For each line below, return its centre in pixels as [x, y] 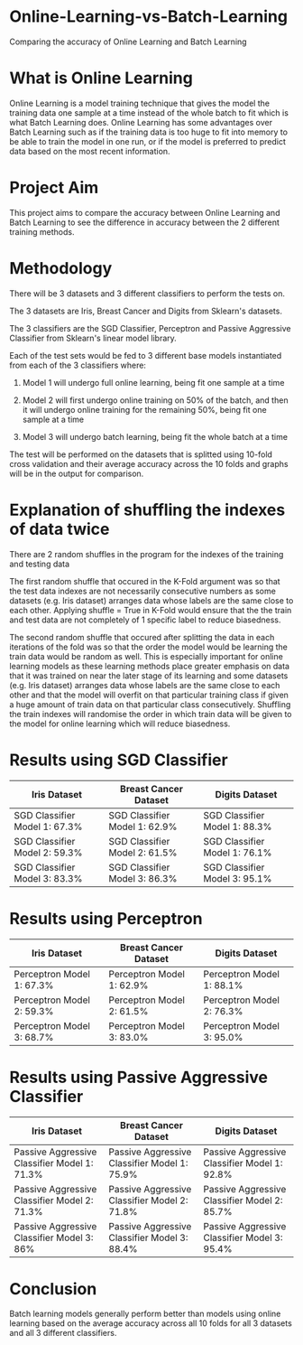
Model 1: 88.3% [238, 827]
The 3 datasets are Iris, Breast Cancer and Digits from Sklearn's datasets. [146, 311]
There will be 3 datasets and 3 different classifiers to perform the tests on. [147, 293]
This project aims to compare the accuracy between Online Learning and [145, 212]
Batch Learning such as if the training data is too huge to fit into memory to [149, 132]
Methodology [61, 268]
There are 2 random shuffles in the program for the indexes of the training [147, 554]
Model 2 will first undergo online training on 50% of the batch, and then [155, 400]
